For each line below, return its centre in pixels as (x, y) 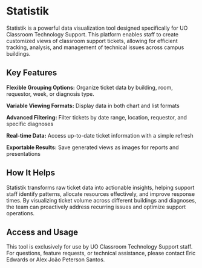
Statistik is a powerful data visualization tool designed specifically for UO (97, 28)
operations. (21, 213)
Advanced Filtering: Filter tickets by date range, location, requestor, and (97, 117)
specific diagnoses (30, 124)
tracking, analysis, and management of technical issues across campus (95, 47)
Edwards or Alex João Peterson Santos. (56, 260)
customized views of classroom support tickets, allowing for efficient (92, 41)
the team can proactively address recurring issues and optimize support (96, 207)
